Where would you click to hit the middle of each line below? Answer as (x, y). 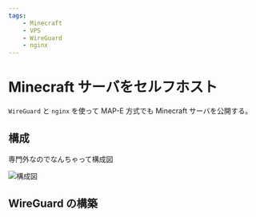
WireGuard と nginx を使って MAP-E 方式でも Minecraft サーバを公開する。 (130, 111)
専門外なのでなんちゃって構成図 (61, 159)
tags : (17, 16)
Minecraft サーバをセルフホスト (113, 87)
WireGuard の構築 (53, 204)
